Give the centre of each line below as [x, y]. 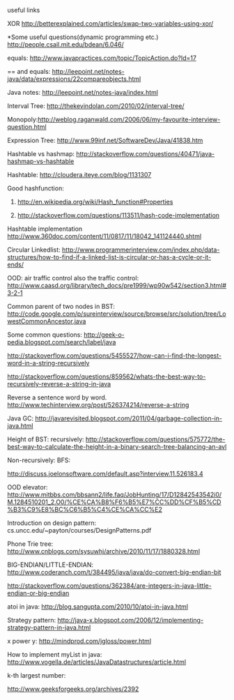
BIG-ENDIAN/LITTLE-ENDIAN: [50, 565]
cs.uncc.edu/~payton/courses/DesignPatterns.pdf [79, 530]
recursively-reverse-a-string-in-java [59, 384]
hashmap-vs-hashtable [41, 161]
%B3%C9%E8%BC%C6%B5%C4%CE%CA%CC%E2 [85, 509]
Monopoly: [23, 119]
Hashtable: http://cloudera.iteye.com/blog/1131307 [79, 175]
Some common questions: [45, 335]
